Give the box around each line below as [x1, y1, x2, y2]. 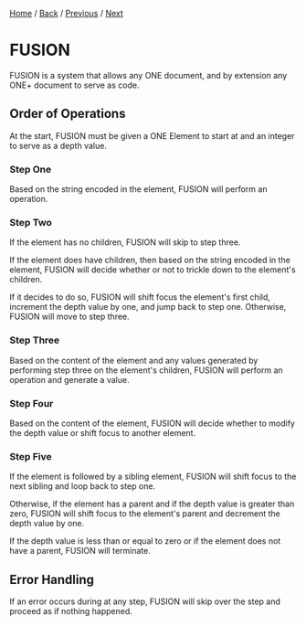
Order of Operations [9, 106, 126, 122]
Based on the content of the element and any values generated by [9, 355, 259, 366]
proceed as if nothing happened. [9, 606, 132, 617]
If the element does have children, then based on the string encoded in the [9, 255, 290, 266]
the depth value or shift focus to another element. [9, 427, 196, 438]
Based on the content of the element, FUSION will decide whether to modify [9, 418, 295, 429]
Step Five [9, 450, 52, 462]
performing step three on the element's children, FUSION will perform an [9, 365, 283, 376]
